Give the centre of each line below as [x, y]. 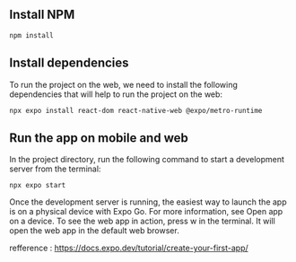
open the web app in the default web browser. [94, 231]
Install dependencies [69, 63]
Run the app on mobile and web [99, 138]
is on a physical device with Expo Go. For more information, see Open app [146, 212]
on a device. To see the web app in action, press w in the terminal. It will [142, 221]
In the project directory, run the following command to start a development [147, 160]
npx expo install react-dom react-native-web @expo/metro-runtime [136, 110]
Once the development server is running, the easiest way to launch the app [148, 202]
